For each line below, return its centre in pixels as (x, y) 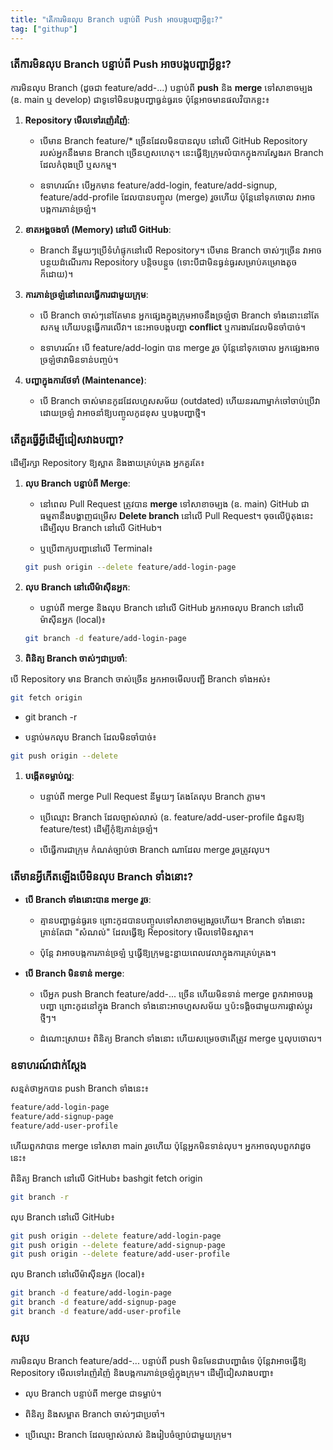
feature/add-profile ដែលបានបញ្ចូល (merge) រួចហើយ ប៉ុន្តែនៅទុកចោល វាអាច (177, 197)
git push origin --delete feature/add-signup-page (118, 1245)
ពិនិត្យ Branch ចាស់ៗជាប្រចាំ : (76, 658)
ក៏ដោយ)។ (56, 273)
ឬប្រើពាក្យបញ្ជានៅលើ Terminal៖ (96, 548)
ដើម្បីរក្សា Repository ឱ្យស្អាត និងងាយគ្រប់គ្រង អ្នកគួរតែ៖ (107, 463)
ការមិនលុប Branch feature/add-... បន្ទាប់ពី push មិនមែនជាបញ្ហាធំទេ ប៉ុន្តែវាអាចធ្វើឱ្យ (158, 1361)
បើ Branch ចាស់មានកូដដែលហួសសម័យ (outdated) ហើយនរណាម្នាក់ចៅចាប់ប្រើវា (180, 400)
